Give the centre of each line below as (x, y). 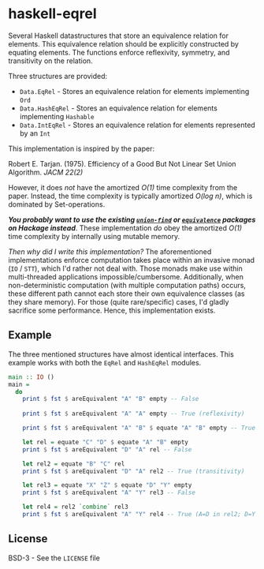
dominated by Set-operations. (57, 204)
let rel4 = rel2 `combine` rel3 (75, 507)
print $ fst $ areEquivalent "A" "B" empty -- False (111, 399)
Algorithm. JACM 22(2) (46, 172)
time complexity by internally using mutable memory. (94, 236)
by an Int (35, 133)
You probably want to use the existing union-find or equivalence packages (132, 219)
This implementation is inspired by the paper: (82, 148)
